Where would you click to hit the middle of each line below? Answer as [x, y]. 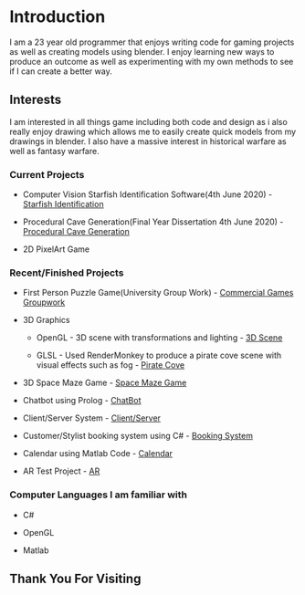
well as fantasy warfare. [54, 151]
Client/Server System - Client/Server [92, 418]
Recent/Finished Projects [67, 273]
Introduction [58, 17]
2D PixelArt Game [56, 249]
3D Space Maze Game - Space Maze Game [105, 383]
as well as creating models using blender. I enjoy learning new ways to [142, 51]
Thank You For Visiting [75, 579]
